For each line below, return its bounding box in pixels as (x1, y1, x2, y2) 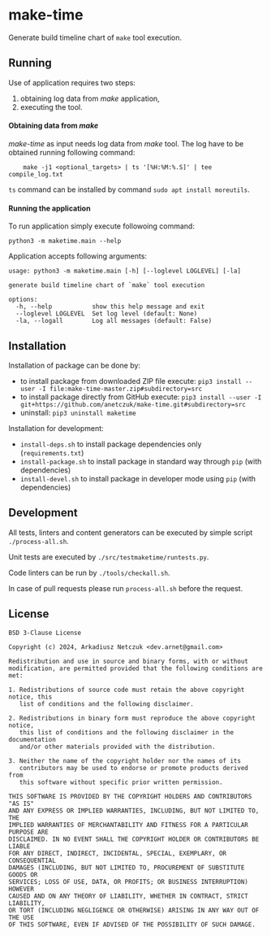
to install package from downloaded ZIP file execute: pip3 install (19, 376, 242, 385)
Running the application (8, 203, 91, 213)
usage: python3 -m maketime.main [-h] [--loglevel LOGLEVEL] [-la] (8, 267, 242, 276)
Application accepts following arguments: (8, 251, 148, 261)
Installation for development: (8, 423, 104, 433)
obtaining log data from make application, (19, 94, 160, 103)
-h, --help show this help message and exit (15, 303, 205, 311)
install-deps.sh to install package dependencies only (19, 439, 202, 449)
